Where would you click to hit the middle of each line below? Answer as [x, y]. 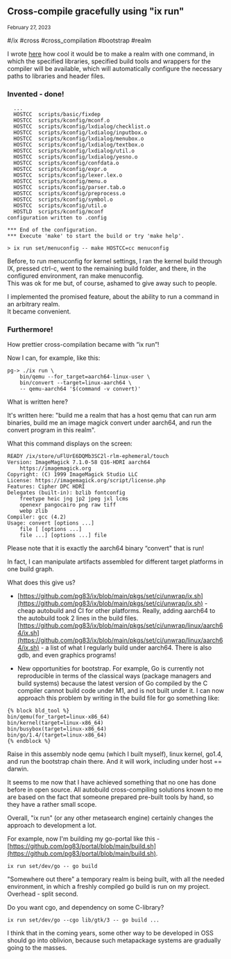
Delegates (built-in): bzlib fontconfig [67, 493]
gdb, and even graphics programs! [67, 655]
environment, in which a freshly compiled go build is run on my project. [109, 887]
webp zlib [34, 511]
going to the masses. [37, 948]
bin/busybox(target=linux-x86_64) [57, 729]
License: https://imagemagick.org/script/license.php [87, 481]
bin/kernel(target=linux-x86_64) [55, 723]
